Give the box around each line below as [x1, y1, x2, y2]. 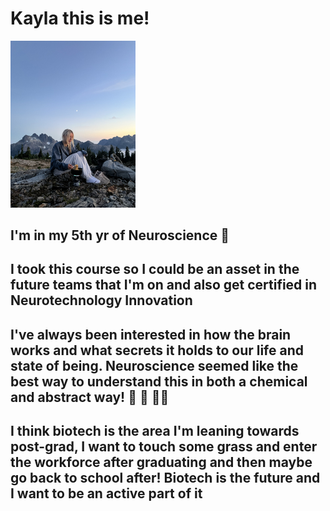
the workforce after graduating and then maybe [10, 454, 313, 471]
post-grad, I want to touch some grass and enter [10, 438, 318, 456]
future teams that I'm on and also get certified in [10, 277, 318, 294]
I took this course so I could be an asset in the [10, 261, 300, 278]
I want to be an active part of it [10, 485, 203, 502]
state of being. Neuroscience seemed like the [10, 357, 299, 374]
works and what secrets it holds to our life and [10, 342, 305, 359]
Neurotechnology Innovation [10, 292, 193, 309]
